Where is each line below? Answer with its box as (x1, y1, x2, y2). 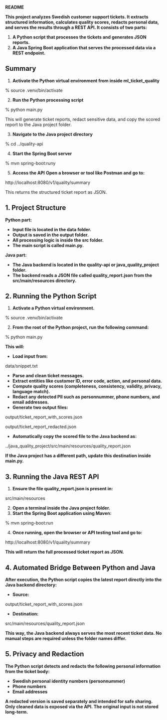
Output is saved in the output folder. (12, 232, 89, 238)
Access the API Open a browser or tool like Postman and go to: (12, 169, 145, 176)
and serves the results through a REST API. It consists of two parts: (5, 24, 147, 30)
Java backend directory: (5, 582, 57, 588)
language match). (12, 389, 50, 395)
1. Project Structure (5, 204, 66, 212)
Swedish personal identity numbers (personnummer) (12, 678, 126, 684)
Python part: (5, 217, 32, 223)
